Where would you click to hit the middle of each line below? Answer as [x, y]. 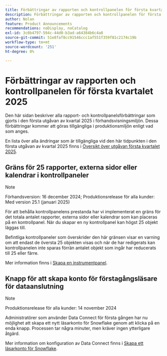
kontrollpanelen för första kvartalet [79, 91]
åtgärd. [12, 334]
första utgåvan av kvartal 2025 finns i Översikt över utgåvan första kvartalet [83, 146]
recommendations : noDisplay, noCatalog [46, 28]
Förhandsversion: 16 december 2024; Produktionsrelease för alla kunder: [80, 197]
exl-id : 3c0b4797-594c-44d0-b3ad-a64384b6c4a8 [54, 33]
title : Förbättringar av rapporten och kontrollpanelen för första [77, 10]
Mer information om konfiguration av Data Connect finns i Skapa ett [74, 343]
